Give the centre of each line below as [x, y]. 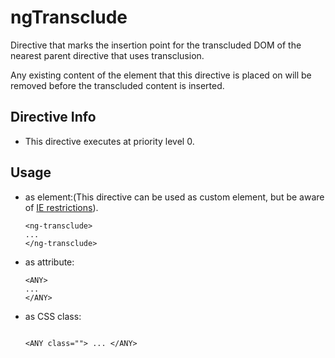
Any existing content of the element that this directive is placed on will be [161, 75]
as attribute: [49, 262]
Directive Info [53, 117]
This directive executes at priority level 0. [109, 141]
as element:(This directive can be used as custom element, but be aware [174, 197]
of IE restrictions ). [61, 207]
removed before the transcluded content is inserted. [117, 85]
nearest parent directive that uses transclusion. [107, 55]
